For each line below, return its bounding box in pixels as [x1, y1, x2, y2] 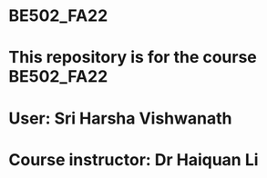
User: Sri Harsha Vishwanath [8, 108, 232, 128]
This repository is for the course [8, 47, 257, 68]
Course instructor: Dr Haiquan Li [8, 149, 259, 170]
